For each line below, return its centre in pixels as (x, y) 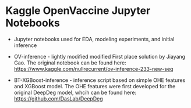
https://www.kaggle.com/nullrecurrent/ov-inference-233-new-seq (93, 69)
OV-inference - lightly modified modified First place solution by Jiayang (100, 56)
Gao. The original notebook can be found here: (70, 63)
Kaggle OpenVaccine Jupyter (78, 11)
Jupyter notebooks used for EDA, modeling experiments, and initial (94, 39)
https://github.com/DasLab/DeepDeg (58, 98)
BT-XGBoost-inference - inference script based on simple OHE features (100, 80)
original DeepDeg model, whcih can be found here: (75, 92)
